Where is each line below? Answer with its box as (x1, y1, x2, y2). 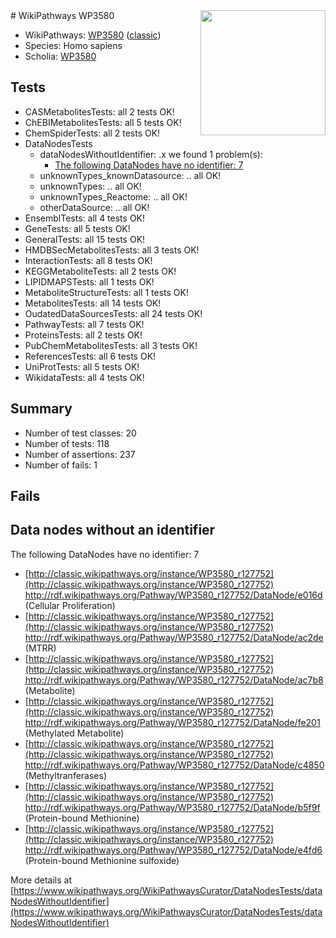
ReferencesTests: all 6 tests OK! (24, 350, 157, 362)
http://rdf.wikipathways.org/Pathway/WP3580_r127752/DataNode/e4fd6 (24, 844, 323, 856)
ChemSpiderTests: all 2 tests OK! (24, 127, 161, 139)
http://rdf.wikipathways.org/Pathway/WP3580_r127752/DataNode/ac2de (24, 631, 324, 643)
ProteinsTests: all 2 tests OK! (24, 329, 143, 341)
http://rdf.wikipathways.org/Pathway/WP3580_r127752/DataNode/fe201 (24, 716, 321, 728)
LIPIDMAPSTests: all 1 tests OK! (24, 275, 155, 288)
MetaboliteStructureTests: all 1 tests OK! (24, 286, 189, 298)
